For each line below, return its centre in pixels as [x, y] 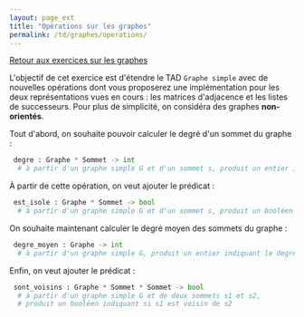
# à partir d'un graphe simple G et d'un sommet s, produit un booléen [156, 211]
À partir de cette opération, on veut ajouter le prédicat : [112, 186]
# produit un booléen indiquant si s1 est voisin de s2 [125, 304]
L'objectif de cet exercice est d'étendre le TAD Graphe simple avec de [139, 78]
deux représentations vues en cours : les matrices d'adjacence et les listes [148, 97]
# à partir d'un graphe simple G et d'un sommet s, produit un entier [153, 168]
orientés [26, 116]
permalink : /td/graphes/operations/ [78, 34]
